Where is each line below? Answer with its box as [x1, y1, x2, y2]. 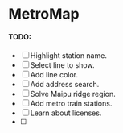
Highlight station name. [30, 51, 107, 60]
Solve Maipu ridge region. [30, 89, 116, 99]
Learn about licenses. [30, 108, 102, 118]
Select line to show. [30, 60, 95, 70]
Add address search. [30, 80, 100, 89]
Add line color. [30, 70, 79, 80]
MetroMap [8, 5, 80, 23]
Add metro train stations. [30, 98, 113, 109]
